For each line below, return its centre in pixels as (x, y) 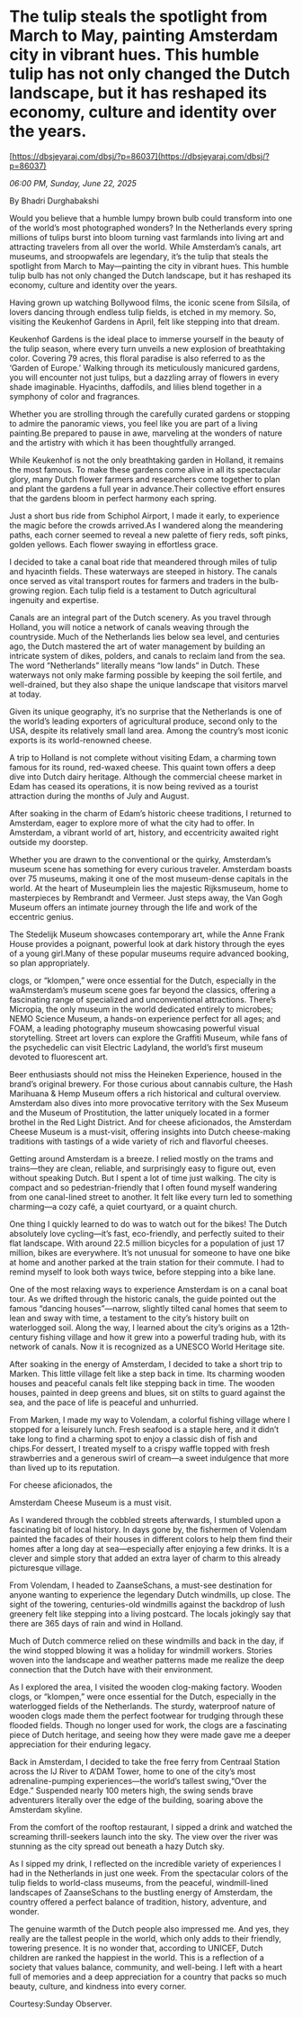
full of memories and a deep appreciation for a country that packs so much (148, 1977)
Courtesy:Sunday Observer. (61, 2004)
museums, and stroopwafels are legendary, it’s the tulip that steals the (139, 256)
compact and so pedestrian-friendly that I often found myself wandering (143, 1187)
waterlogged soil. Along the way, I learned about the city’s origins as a (139, 1327)
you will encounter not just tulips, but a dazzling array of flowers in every (144, 377)
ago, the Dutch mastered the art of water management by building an (137, 646)
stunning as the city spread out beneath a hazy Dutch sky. (117, 1846)
